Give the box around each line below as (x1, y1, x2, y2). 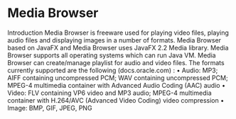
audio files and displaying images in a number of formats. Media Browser (7, 35, 222, 44)
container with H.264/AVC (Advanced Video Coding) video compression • (7, 96, 225, 104)
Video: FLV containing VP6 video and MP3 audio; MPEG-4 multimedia (7, 89, 212, 97)
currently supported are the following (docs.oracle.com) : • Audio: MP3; (7, 66, 218, 74)
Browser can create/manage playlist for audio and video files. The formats (7, 58, 225, 67)
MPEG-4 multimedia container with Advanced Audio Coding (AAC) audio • (7, 81, 226, 89)
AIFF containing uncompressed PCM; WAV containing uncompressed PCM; (7, 73, 229, 82)
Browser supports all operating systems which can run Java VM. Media (7, 51, 216, 59)
